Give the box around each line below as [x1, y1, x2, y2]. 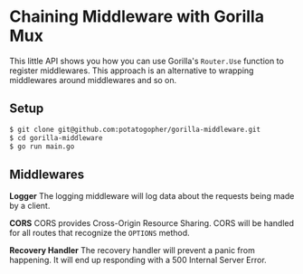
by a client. [9, 201, 51, 212]
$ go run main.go [9, 142, 75, 151]
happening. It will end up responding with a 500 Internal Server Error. [9, 255, 267, 266]
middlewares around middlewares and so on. [9, 74, 177, 85]
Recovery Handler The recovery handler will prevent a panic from [9, 245, 255, 256]
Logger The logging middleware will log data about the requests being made [9, 191, 295, 202]
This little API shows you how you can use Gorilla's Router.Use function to [9, 55, 285, 66]
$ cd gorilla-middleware [9, 133, 103, 142]
